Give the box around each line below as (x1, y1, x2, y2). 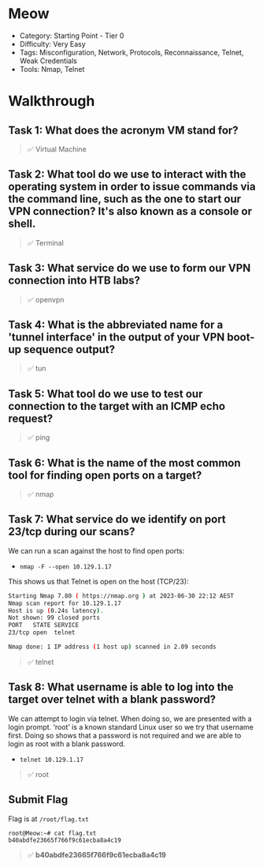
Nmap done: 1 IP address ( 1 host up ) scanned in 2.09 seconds (8, 643, 217, 651)
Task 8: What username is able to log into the (8, 681, 234, 694)
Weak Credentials (19, 56, 77, 66)
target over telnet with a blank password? (8, 692, 217, 707)
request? (8, 411, 54, 425)
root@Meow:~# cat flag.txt (8, 829, 97, 837)
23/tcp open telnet (8, 629, 76, 636)
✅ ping (27, 433, 50, 442)
